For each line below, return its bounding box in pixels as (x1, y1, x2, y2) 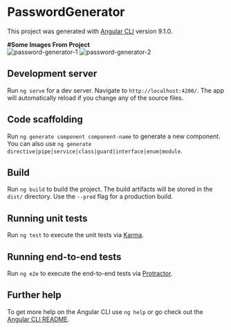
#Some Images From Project (7, 40, 90, 48)
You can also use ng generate (7, 139, 92, 147)
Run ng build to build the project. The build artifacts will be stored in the (7, 185, 213, 194)
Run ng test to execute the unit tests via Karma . (7, 231, 144, 239)
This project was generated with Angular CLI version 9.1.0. (7, 27, 173, 35)
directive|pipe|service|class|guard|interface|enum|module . (7, 147, 183, 155)
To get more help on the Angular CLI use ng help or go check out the (7, 307, 203, 315)
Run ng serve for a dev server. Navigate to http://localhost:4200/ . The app (7, 86, 225, 94)
